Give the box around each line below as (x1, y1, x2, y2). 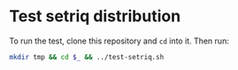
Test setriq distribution (9, 6, 181, 27)
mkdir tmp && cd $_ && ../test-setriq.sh (9, 52, 165, 61)
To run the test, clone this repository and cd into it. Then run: (9, 35, 230, 46)
